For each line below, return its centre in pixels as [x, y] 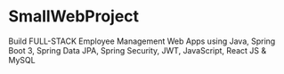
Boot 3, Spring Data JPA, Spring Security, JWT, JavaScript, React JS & [138, 50]
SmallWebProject [74, 16]
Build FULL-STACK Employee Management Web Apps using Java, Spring [142, 41]
